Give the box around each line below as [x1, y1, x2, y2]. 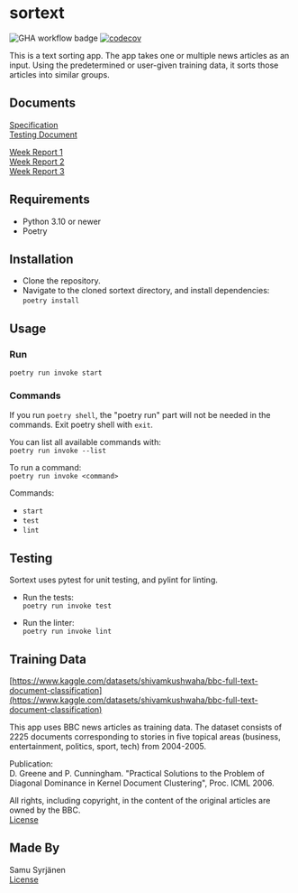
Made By [9, 841, 60, 856]
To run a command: [9, 462, 82, 473]
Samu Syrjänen [9, 864, 66, 875]
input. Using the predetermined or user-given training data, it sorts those [9, 60, 279, 70]
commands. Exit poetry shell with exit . [9, 419, 153, 431]
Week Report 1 [9, 146, 63, 157]
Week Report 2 [9, 156, 65, 167]
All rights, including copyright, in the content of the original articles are [9, 795, 271, 805]
